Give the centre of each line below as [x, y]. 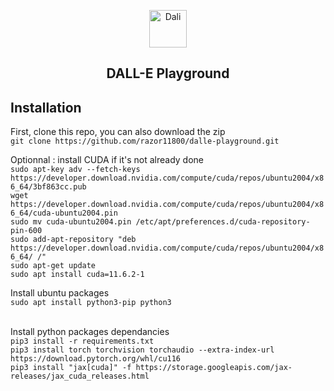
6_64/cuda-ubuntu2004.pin [64, 213]
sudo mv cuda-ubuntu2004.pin [71, 222]
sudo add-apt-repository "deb [73, 240]
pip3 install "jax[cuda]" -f [71, 368]
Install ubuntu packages [60, 293]
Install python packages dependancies [90, 332]
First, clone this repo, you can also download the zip [118, 132]
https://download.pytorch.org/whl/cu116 [96, 359]
